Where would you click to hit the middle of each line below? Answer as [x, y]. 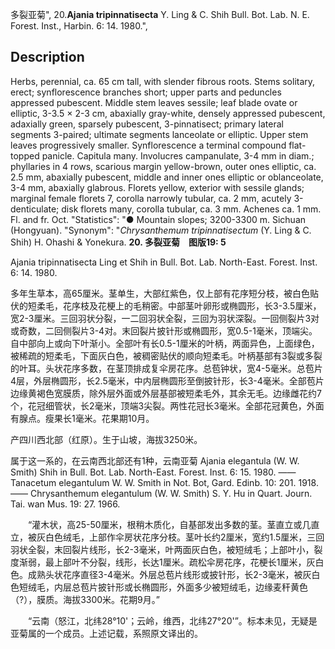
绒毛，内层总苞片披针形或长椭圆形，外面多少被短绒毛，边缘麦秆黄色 [167, 587]
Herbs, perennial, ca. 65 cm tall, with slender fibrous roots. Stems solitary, [163, 81]
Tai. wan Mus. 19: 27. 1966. [65, 504]
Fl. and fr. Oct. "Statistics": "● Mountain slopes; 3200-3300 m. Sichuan [158, 219]
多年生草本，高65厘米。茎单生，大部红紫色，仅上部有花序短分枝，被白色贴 [164, 293]
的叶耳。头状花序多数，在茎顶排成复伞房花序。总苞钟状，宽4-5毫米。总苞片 [166, 368]
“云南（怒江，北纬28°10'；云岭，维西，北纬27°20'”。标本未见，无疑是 [173, 620]
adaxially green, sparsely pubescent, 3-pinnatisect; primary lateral [147, 124]
